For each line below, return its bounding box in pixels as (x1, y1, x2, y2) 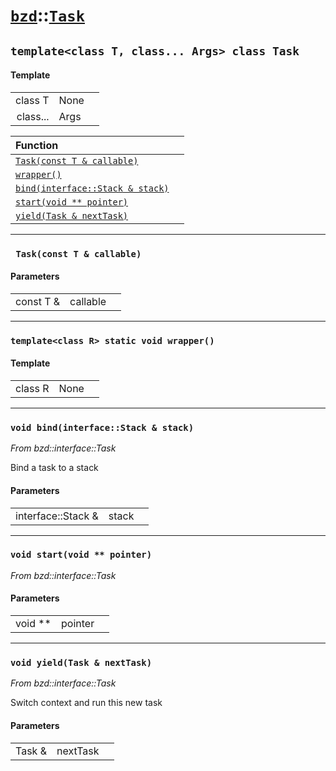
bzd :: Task (10, 4, 85, 27)
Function (15, 138, 59, 152)
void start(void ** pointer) (10, 549, 153, 561)
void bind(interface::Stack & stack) (10, 422, 195, 433)
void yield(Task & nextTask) (10, 657, 153, 668)
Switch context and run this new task (10, 697, 163, 709)
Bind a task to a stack (10, 462, 99, 474)
